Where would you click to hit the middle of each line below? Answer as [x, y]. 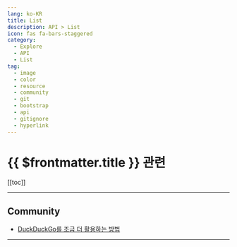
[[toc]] [17, 182]
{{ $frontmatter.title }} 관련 [86, 162]
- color [25, 79]
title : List [25, 20]
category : [22, 40]
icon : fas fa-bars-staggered [50, 34]
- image [25, 73]
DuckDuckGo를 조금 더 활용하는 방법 [69, 229]
